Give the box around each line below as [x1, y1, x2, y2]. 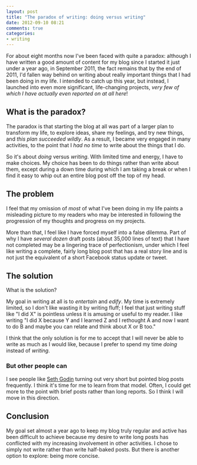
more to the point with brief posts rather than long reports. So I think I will [6, 388, 183, 395]
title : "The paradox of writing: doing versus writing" [6, 14, 146, 20]
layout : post [6, 8, 38, 15]
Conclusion [6, 411, 49, 421]
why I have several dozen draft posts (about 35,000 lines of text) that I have [6, 235, 190, 242]
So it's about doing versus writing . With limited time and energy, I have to [6, 153, 183, 160]
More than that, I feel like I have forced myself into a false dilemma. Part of [6, 229, 186, 236]
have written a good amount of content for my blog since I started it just [6, 58, 181, 66]
